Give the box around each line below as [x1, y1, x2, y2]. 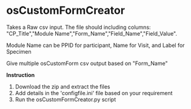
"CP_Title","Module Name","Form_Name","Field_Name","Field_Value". [6, 30, 178, 37]
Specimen [6, 48, 32, 55]
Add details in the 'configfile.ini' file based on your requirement [15, 89, 173, 96]
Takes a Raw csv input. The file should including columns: [6, 23, 151, 31]
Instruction [6, 71, 35, 78]
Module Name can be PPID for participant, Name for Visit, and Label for [6, 42, 185, 49]
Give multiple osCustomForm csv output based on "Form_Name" [6, 60, 168, 67]
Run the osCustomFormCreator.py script [15, 96, 116, 103]
